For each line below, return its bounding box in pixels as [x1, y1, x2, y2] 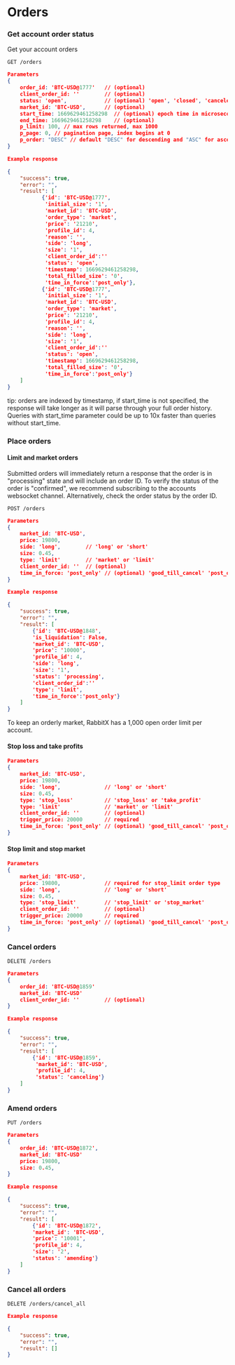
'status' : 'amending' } [32, 1255, 99, 1262]
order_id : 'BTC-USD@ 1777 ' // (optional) [20, 84, 145, 91]
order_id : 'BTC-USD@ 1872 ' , [20, 1145, 99, 1152]
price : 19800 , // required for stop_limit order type [20, 879, 220, 886]
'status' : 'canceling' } [35, 1074, 105, 1081]
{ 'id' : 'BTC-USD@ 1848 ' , [32, 627, 101, 634]
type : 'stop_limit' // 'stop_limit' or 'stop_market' [20, 899, 205, 906]
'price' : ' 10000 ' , [32, 647, 86, 654]
